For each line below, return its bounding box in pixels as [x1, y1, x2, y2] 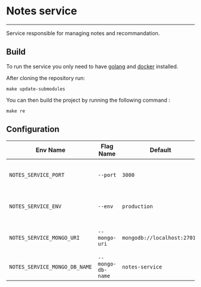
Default [149, 145, 172, 154]
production [122, 203, 153, 210]
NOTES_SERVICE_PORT [9, 172, 65, 178]
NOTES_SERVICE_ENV [9, 203, 62, 210]
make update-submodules [6, 86, 66, 92]
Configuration [6, 124, 60, 135]
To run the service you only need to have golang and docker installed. [6, 63, 178, 70]
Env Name [35, 145, 66, 154]
